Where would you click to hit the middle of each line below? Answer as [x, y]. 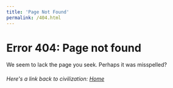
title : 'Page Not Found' [38, 12]
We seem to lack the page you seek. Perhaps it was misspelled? [87, 65]
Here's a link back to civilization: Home [55, 79]
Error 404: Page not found [74, 48]
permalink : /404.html [34, 18]
